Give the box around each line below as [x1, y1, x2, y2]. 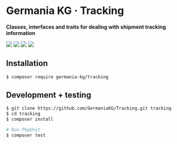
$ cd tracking [6, 111, 41, 117]
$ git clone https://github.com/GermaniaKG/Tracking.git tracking [6, 106, 172, 111]
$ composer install [6, 117, 54, 122]
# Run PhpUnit [6, 127, 41, 133]
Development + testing [6, 90, 91, 100]
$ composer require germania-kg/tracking [6, 74, 109, 80]
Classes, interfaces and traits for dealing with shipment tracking [6, 23, 166, 30]
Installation [6, 58, 48, 68]
